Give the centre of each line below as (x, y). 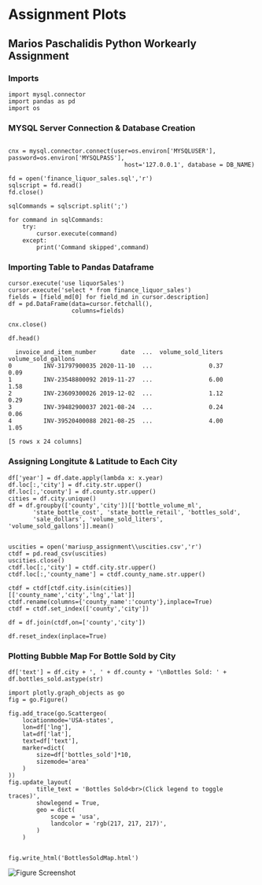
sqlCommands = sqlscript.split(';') (68, 206)
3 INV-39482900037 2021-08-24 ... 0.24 (116, 407)
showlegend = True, (68, 803)
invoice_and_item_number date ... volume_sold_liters (119, 352)
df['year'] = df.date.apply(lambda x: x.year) (86, 478)
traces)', (24, 796)
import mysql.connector (47, 94)
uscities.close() (37, 560)
